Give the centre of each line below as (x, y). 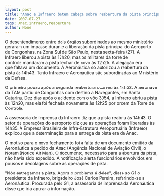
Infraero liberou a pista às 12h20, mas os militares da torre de (67, 57)
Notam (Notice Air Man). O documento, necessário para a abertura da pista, (81, 153)
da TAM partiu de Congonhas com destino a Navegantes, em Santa (73, 93)
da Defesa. (16, 78)
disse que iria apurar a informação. (40, 189)
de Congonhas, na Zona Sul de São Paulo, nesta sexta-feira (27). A (72, 52)
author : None (18, 28)
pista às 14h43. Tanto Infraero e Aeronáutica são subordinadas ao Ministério (82, 73)
